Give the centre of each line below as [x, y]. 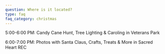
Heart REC [16, 48]
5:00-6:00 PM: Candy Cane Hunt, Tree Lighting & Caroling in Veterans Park [82, 33]
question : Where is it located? [39, 10]
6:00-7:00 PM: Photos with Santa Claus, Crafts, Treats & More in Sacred [79, 42]
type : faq [15, 14]
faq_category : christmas [31, 19]
